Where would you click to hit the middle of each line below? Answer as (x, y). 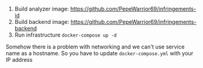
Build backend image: (42, 22)
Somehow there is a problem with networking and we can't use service (95, 47)
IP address (19, 60)
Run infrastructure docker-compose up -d (65, 35)
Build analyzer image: (42, 9)
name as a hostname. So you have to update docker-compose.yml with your (100, 53)
